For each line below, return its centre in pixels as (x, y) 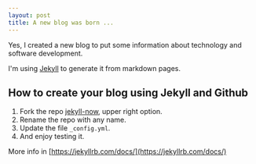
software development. (46, 53)
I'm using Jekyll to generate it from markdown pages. (94, 68)
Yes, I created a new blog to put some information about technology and (125, 45)
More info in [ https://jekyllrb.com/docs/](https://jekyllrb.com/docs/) (117, 152)
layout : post (29, 15)
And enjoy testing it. (52, 137)
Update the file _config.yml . (65, 128)
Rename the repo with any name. (73, 120)
